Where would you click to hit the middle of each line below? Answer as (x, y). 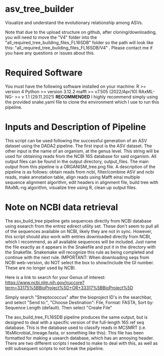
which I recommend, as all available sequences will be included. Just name (81, 242)
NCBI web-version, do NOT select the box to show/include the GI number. (80, 262)
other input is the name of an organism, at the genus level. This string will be (82, 151)
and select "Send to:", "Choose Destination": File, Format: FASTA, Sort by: (80, 302)
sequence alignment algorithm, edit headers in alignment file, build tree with (82, 182)
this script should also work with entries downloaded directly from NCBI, (78, 236)
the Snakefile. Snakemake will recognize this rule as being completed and (79, 252)
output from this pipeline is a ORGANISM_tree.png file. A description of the (80, 166)
